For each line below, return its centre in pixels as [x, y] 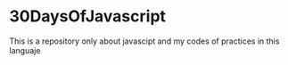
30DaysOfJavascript [88, 16]
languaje [25, 50]
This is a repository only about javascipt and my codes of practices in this [144, 41]
